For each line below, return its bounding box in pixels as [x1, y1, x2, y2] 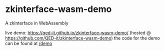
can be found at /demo [5, 40, 52, 46]
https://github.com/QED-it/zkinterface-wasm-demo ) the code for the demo [5, 35, 160, 41]
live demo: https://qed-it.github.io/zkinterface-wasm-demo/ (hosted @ [5, 29, 151, 35]
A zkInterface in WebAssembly [5, 20, 68, 26]
